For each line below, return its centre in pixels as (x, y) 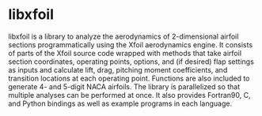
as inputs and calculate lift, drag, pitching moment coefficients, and (118, 69)
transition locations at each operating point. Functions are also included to (129, 78)
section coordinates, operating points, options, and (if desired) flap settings (131, 62)
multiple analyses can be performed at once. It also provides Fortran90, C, (129, 95)
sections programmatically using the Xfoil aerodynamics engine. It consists (131, 44)
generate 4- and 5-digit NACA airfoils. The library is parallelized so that (124, 86)
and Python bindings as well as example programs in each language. (120, 103)
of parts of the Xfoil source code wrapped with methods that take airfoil (125, 53)
